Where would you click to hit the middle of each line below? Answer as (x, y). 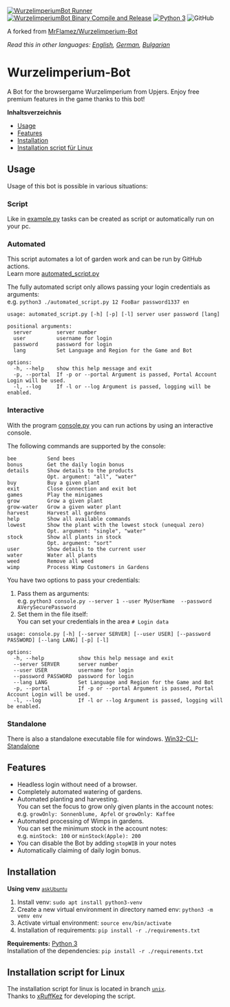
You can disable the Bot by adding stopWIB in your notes (97, 843)
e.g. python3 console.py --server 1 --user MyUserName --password (114, 601)
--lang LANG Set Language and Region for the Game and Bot (114, 682)
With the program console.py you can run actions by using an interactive (110, 425)
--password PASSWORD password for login (74, 676)
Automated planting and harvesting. (68, 799)
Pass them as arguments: (53, 593)
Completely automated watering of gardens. (80, 791)
